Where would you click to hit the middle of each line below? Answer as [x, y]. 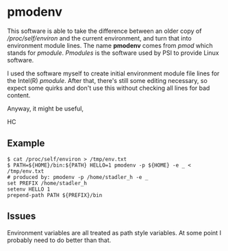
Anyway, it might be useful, [46, 108]
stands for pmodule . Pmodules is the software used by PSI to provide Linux [113, 53]
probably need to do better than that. [59, 240]
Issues [22, 216]
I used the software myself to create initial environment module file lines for [113, 73]
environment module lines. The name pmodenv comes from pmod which [110, 45]
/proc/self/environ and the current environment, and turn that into [99, 38]
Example [26, 144]
